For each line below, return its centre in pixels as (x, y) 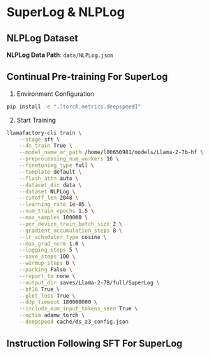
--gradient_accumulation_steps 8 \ (71, 231)
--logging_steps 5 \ (49, 250)
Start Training (36, 120)
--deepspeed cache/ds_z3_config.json (74, 322)
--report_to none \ (47, 276)
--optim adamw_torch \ (52, 315)
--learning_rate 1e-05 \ (55, 205)
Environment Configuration (55, 94)
